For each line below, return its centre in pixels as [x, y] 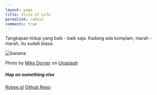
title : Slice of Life [28, 15]
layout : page [19, 10]
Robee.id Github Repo [28, 87]
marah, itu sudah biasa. [30, 44]
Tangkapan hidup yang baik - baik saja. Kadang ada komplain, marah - [79, 38]
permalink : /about [24, 19]
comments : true [21, 24]
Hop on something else [30, 74]
